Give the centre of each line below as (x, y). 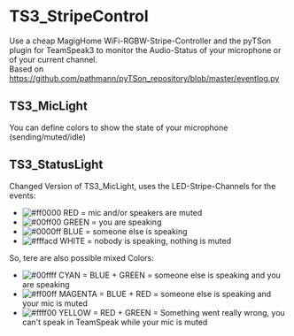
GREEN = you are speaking (112, 222)
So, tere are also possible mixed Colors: (82, 257)
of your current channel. (54, 59)
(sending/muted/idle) (48, 137)
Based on (27, 69)
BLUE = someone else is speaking (125, 231)
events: (23, 195)
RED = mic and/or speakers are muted (133, 212)
